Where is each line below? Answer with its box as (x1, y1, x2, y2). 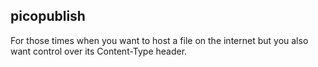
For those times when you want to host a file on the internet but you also (10, 34, 309, 46)
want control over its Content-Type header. (10, 45, 188, 57)
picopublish (10, 8, 86, 25)
